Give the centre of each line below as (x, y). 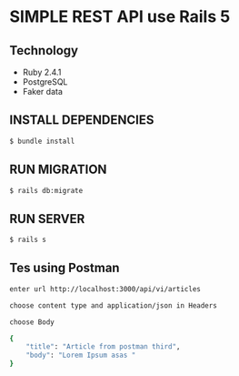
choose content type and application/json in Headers (114, 305)
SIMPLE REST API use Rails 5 (120, 17)
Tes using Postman (65, 268)
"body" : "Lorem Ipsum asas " (81, 356)
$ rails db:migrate (46, 190)
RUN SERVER (47, 219)
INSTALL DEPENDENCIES (82, 120)
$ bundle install (42, 141)
